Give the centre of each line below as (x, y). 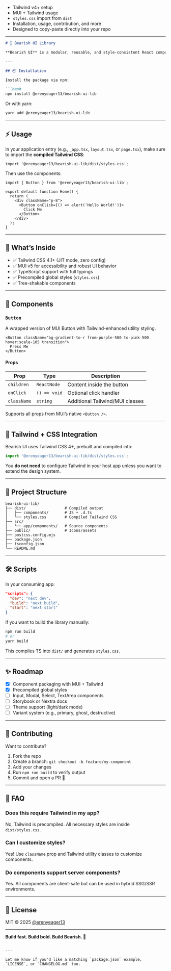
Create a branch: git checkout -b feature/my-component (72, 761)
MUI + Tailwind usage (35, 13)
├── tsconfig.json (25, 544)
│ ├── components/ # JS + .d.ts (49, 513)
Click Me (33, 209)
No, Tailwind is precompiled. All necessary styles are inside (67, 824)
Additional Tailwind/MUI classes (106, 401)
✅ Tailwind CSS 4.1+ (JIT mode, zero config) (59, 260)
